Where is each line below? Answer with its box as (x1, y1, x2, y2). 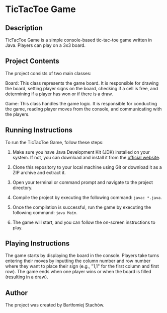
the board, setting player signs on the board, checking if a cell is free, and (5, 85, 158, 91)
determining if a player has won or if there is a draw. (5, 91, 113, 97)
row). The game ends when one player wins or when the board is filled (5, 269, 152, 275)
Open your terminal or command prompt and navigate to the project (12, 179, 153, 185)
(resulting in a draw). (5, 274, 49, 280)
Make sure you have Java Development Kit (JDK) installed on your (12, 149, 150, 155)
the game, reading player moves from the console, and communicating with (5, 106, 162, 112)
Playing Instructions (5, 239, 70, 248)
